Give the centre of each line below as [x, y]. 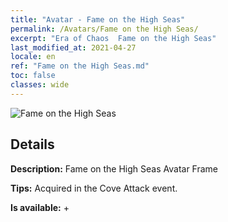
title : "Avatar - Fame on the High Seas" [98, 19]
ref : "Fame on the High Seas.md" [80, 66]
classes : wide [40, 85]
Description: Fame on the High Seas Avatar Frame [114, 168]
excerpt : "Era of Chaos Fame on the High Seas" [113, 38]
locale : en [33, 57]
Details [32, 144]
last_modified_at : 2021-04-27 [73, 47]
